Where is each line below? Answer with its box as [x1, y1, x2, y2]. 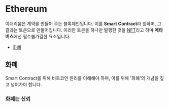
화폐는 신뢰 [5, 95, 31, 102]
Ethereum [5, 3, 47, 15]
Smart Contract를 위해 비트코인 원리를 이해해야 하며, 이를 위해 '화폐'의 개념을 [5, 75, 159, 81]
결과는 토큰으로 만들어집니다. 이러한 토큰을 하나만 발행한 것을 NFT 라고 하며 [5, 26, 154, 33]
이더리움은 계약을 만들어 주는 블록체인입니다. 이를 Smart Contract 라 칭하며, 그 [5, 20, 161, 26]
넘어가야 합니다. [10, 81, 42, 87]
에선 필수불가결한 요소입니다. [13, 33, 71, 39]
